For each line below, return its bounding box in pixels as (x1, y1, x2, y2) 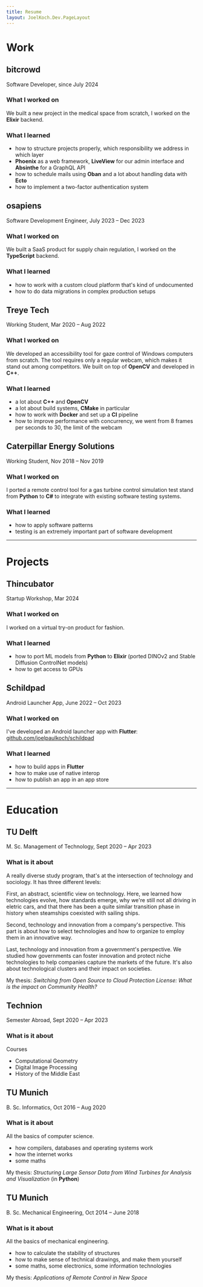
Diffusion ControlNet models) (14, 659, 88, 666)
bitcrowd (6, 65, 41, 75)
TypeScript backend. (6, 252, 59, 260)
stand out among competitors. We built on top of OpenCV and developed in (6, 362, 195, 370)
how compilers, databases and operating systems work (14, 1144, 153, 1151)
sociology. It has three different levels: (6, 878, 101, 885)
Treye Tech (6, 305, 50, 315)
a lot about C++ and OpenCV (14, 398, 89, 405)
